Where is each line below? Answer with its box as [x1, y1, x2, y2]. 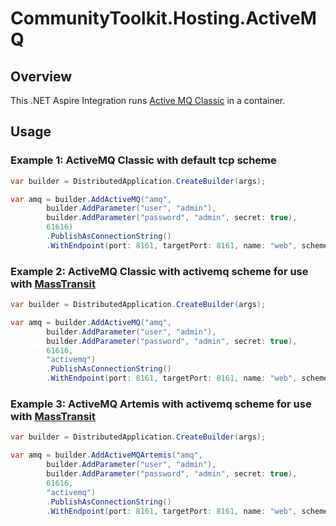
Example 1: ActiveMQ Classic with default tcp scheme [10, 153, 277, 167]
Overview [10, 68, 73, 85]
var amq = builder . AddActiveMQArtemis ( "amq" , [10, 450, 203, 461]
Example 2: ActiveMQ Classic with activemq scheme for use [10, 264, 309, 278]
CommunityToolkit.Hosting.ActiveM [10, 7, 317, 30]
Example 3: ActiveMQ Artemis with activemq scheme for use [10, 397, 312, 411]
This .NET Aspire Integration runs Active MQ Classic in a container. [10, 95, 286, 106]
